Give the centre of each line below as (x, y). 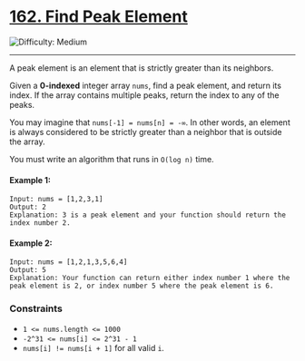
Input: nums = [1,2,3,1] (56, 200)
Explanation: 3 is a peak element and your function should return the (148, 215)
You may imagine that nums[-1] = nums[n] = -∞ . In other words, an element (150, 122)
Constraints (36, 308)
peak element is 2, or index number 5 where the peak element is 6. (142, 286)
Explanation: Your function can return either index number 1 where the (150, 278)
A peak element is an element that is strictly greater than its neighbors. (142, 68)
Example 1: (30, 180)
